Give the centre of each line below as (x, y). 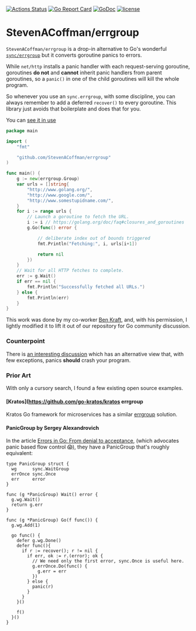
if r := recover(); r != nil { (60, 551)
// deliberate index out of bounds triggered (94, 238)
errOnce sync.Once (34, 474)
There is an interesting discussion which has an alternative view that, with (95, 354)
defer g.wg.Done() (39, 541)
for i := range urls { (44, 211)
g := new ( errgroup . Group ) (48, 179)
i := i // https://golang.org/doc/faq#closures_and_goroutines (106, 222)
